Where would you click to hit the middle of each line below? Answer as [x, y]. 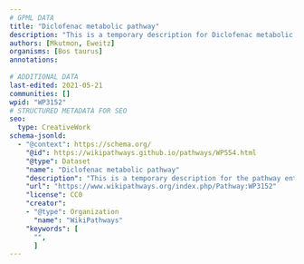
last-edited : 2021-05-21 [56, 85]
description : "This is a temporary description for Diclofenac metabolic [152, 34]
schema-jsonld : [38, 136]
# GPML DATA [32, 18]
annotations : [34, 60]
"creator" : [46, 204]
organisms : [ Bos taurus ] [56, 52]
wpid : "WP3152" [38, 102]
